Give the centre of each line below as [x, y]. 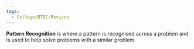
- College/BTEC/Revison [40, 17]
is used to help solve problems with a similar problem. [71, 40]
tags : [13, 11]
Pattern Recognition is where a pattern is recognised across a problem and [97, 33]
